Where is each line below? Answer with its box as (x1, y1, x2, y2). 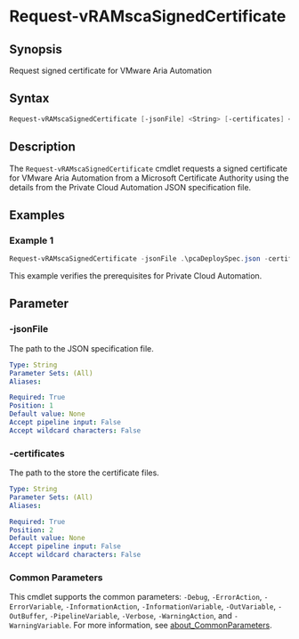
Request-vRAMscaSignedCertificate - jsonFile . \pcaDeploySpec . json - (9, 255, 269, 263)
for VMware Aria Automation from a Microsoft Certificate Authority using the (9, 172, 289, 183)
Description (9, 140, 76, 155)
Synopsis (9, 42, 62, 57)
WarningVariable (9, 621, 69, 631)
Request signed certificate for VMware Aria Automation (9, 65, 212, 76)
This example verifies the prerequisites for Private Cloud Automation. (9, 271, 263, 281)
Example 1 (9, 234, 54, 247)
